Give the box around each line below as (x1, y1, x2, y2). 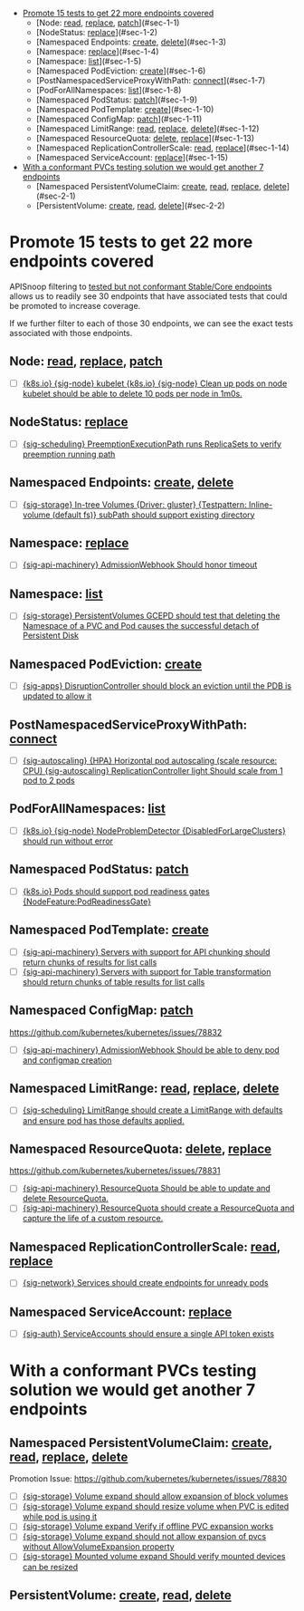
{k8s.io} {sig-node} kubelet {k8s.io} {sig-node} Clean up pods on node (22, 378, 288, 389)
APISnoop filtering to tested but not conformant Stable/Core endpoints (9, 281, 272, 292)
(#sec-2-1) (35, 190, 76, 201)
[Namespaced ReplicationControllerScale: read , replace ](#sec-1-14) (35, 142, 290, 153)
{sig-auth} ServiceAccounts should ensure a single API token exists (22, 1328, 274, 1339)
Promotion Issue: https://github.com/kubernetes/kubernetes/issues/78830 (9, 1473, 288, 1484)
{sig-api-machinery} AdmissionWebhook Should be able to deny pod (22, 1044, 280, 1055)
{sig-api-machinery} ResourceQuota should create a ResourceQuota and (22, 1202, 295, 1213)
